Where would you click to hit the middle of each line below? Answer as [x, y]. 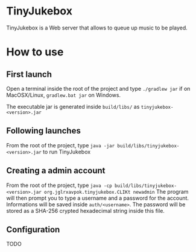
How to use [35, 52]
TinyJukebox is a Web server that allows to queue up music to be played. [97, 28]
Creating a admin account [56, 171]
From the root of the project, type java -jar [61, 145]
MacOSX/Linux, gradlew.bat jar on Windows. [64, 95]
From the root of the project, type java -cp [59, 185]
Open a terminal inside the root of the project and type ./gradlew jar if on [98, 88]
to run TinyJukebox [67, 152]
